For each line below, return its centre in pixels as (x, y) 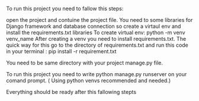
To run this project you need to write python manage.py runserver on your (97, 74)
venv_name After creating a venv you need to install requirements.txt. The (96, 39)
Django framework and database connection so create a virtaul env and (94, 26)
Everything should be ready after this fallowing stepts (71, 92)
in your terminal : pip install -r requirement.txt (61, 51)
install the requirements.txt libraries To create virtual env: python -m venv (96, 32)
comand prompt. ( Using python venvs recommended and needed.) (89, 80)
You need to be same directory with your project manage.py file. (84, 63)
